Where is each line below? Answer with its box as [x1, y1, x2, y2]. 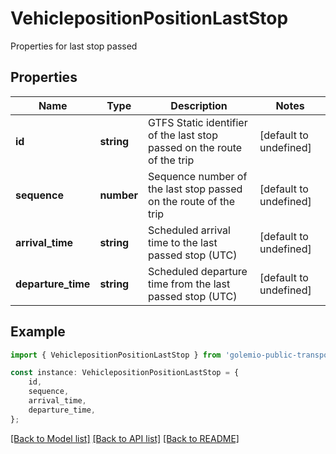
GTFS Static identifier [148, 115, 248, 129]
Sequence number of [148, 169, 248, 183]
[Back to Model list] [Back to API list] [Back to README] [10, 432, 240, 444]
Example [10, 323, 66, 341]
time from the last [148, 277, 231, 291]
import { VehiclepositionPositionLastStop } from [10, 350, 222, 360]
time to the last [148, 235, 218, 249]
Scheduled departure [148, 264, 248, 278]
